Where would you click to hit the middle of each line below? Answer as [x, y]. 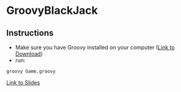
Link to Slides [23, 83]
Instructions [30, 33]
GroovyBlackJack [52, 11]
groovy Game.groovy [31, 71]
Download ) [29, 54]
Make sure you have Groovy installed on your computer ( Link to [95, 47]
